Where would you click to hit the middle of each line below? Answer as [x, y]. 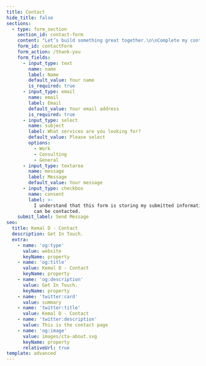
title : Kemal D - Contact [45, 228]
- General [46, 160]
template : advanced [31, 353]
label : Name [44, 75]
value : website [42, 251]
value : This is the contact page [65, 325]
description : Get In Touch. [48, 234]
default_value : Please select [67, 137]
